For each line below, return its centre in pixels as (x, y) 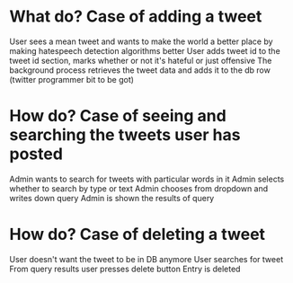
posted (36, 154)
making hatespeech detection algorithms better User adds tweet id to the (145, 50)
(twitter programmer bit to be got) (72, 79)
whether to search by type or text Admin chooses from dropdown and (139, 188)
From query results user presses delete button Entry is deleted (125, 269)
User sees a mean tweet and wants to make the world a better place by (141, 41)
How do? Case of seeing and (118, 116)
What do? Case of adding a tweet (136, 17)
